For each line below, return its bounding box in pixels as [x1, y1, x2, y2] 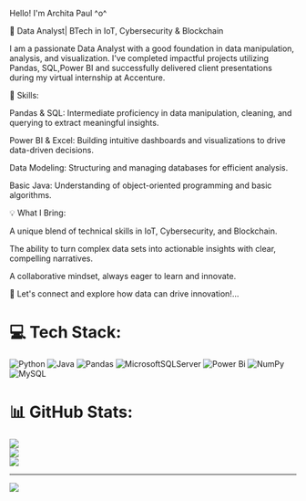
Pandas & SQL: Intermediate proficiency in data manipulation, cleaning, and [9, 108, 292, 118]
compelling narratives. [9, 253, 94, 264]
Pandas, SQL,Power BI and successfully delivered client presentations [9, 63, 273, 73]
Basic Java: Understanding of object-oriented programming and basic [9, 180, 272, 191]
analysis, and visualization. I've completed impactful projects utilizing [9, 53, 270, 63]
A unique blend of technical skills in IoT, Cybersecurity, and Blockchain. [9, 225, 278, 236]
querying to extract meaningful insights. [9, 118, 159, 128]
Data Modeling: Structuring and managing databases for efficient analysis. [9, 162, 289, 172]
